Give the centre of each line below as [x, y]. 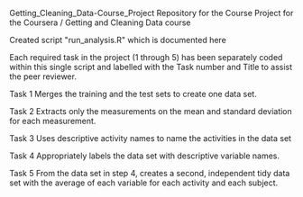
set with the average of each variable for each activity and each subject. [144, 183]
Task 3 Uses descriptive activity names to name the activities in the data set [150, 138]
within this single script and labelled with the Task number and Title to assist [151, 67]
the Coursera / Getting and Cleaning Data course [100, 22]
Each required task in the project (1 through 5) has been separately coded [146, 57]
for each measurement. [53, 121]
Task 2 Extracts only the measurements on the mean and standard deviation [151, 111]
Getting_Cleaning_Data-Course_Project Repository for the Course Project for [151, 13]
